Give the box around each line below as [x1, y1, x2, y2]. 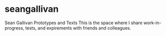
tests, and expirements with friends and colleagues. [25, 25, 131, 31]
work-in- [143, 20, 162, 26]
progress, [4, 25, 24, 31]
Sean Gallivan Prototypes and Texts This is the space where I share [4, 20, 143, 26]
